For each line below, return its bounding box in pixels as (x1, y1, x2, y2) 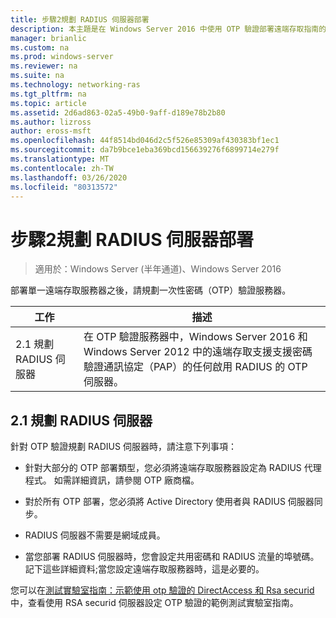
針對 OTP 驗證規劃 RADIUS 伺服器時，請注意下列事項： (10, 441, 237, 453)
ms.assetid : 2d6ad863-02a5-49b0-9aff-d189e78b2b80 (10, 107, 226, 118)
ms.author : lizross (10, 117, 92, 127)
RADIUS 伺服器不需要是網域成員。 (24, 529, 166, 541)
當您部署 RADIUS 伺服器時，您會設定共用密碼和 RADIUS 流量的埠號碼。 (24, 551, 320, 563)
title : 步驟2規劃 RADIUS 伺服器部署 (10, 14, 150, 25)
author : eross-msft (10, 126, 92, 136)
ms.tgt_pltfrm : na (10, 89, 87, 99)
